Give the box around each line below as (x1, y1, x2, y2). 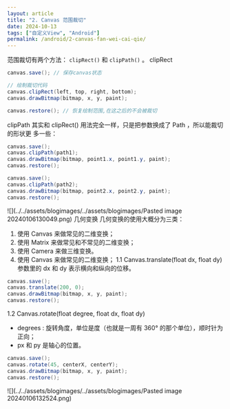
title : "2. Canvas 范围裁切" (7, 17, 87, 23)
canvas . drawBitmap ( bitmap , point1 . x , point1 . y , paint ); (7, 156, 171, 163)
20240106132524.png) (7, 394, 72, 402)
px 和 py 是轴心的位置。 (17, 341, 85, 349)
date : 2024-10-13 (7, 23, 57, 30)
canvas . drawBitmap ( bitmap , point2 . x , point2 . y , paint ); (7, 187, 171, 194)
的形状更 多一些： (7, 129, 57, 137)
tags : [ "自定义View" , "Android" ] (7, 29, 100, 37)
